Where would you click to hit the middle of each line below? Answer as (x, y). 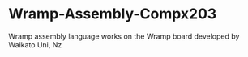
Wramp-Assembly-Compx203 (113, 14)
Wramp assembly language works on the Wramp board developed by (124, 36)
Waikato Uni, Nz (35, 44)
